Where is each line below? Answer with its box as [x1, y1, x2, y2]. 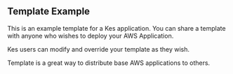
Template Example [7, 6, 90, 17]
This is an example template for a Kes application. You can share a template [7, 24, 226, 32]
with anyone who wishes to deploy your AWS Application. [7, 31, 174, 40]
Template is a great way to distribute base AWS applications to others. [7, 59, 211, 67]
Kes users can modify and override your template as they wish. [7, 45, 190, 53]
